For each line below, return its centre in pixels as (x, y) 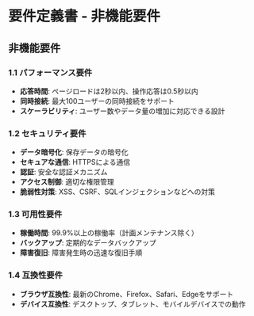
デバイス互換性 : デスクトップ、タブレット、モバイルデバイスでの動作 (133, 304)
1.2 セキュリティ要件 (47, 133)
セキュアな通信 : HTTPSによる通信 (75, 162)
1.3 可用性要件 (35, 215)
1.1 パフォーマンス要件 (50, 72)
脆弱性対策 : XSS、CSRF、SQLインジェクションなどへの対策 (117, 192)
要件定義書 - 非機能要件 (85, 16)
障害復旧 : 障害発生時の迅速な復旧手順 (81, 253)
